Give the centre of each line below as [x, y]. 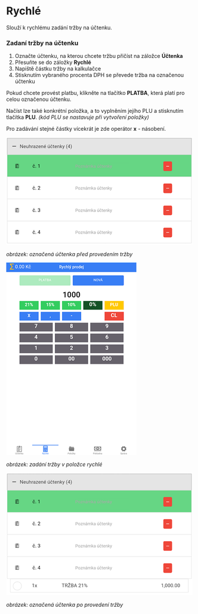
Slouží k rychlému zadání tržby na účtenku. [59, 27]
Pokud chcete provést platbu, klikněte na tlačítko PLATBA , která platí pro [95, 93]
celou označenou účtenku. [39, 99]
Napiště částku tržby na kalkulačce [58, 69]
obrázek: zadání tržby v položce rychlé [54, 465]
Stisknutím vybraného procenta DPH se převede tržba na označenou [99, 75]
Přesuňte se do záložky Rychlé [53, 62]
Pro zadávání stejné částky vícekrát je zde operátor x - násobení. [86, 129]
